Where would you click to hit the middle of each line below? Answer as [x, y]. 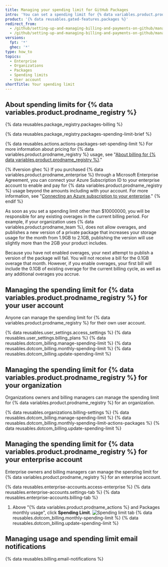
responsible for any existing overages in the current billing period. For [77, 216]
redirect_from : [21, 24]
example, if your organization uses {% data [49, 222]
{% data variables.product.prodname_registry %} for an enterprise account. [83, 477]
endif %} [14, 201]
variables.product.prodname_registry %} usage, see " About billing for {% [80, 155]
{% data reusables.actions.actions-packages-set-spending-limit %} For [79, 144]
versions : [15, 38]
